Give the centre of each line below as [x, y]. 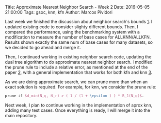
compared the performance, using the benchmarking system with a [72, 32]
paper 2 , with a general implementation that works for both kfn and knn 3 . [79, 72]
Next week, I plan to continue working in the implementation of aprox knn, [79, 105]
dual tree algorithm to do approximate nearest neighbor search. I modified [79, 62]
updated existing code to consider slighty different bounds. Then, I [72, 27]
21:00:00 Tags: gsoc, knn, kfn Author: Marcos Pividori [59, 12]
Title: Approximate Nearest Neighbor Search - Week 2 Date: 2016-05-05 [77, 7]
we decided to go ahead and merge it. [43, 47]
